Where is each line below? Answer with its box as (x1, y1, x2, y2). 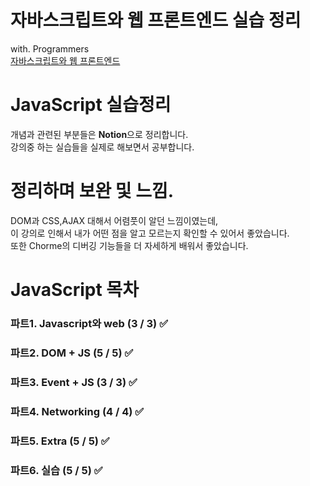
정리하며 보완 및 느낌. (10, 180, 175, 203)
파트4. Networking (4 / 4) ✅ (10, 404, 145, 418)
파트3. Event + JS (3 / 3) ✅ (10, 375, 138, 389)
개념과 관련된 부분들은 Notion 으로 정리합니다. (10, 128, 189, 140)
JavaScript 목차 (10, 279, 139, 301)
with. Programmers (10, 42, 90, 55)
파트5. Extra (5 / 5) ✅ (10, 434, 110, 448)
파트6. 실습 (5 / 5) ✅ (10, 463, 103, 477)
